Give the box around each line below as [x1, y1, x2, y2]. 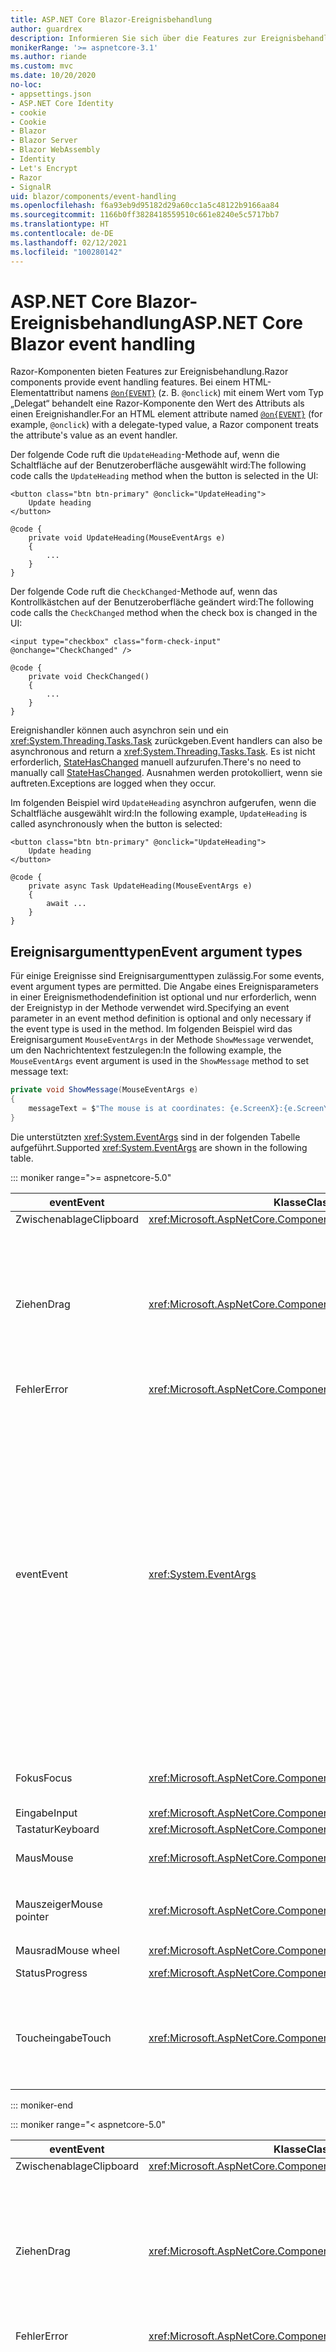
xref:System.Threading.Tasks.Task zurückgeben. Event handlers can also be [10, 735, 323, 747]
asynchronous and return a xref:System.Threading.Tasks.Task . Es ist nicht [10, 746, 316, 758]
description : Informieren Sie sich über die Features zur [10, 33, 257, 43]
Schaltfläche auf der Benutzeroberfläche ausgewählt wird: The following [10, 459, 307, 471]
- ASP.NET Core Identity [10, 98, 114, 108]
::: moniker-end [10, 2099, 74, 2111]
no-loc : [10, 80, 43, 90]
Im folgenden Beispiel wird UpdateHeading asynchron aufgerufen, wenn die [10, 797, 317, 809]
